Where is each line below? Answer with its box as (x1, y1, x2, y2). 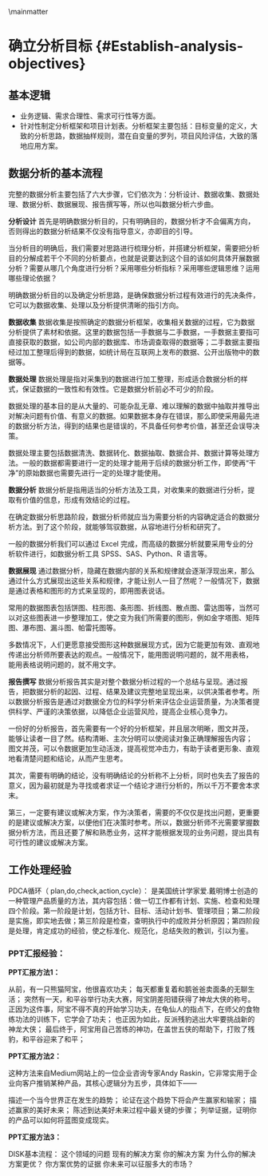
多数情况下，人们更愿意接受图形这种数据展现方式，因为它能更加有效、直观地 (8, 639, 260, 650)
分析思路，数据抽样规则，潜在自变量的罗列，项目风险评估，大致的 (33, 131, 251, 141)
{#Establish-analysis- (95, 38, 244, 55)
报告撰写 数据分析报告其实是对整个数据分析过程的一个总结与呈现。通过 (8, 677, 241, 686)
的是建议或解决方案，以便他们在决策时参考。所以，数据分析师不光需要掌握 (8, 817, 253, 827)
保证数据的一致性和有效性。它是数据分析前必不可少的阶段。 (22, 383, 218, 394)
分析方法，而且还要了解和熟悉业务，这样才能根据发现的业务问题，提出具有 (14, 827, 260, 837)
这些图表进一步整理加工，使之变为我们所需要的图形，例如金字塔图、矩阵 (22, 613, 260, 622)
